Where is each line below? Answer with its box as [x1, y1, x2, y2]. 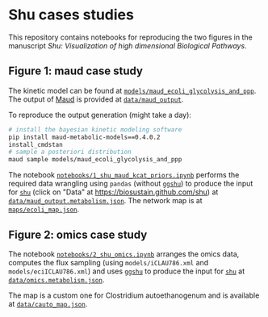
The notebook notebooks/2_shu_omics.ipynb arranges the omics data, [8, 248, 240, 259]
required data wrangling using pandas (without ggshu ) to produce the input [8, 179, 253, 189]
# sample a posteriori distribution [8, 148, 132, 156]
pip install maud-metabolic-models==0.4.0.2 [8, 133, 161, 141]
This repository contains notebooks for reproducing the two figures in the [8, 32, 253, 42]
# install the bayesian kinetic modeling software [8, 125, 182, 134]
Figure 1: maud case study [8, 65, 144, 78]
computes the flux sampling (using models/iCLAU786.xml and [8, 257, 209, 267]
